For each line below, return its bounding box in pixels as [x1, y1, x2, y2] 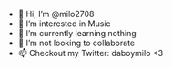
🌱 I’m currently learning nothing [17, 28, 137, 38]
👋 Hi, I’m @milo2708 [17, 9, 95, 19]
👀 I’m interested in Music [17, 18, 111, 29]
